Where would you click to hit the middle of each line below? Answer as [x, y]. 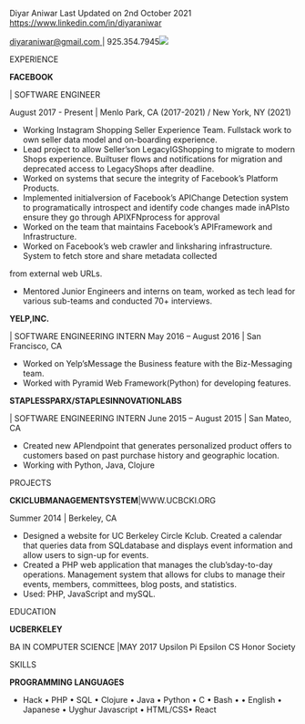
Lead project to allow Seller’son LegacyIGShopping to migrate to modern [159, 149]
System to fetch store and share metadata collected [120, 256]
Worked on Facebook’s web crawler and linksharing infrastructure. [147, 246]
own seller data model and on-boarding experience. [120, 140]
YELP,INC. [30, 319]
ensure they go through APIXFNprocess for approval [121, 217]
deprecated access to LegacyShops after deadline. [118, 169]
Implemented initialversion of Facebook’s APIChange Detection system [155, 198]
